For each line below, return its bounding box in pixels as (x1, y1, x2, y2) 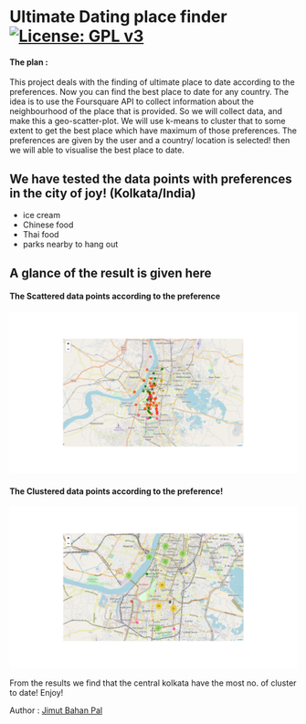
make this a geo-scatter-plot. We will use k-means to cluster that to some (9, 116, 286, 127)
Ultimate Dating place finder (9, 6, 227, 27)
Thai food (22, 229, 59, 240)
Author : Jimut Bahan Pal (9, 705, 103, 716)
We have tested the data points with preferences (9, 171, 292, 186)
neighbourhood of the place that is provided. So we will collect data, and (9, 106, 283, 117)
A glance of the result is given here (9, 265, 212, 280)
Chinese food (22, 219, 74, 230)
